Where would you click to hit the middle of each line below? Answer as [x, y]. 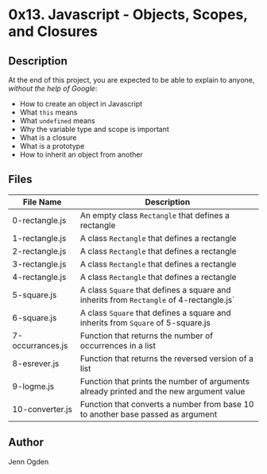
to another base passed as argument [149, 414]
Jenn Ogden [29, 461]
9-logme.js [33, 386]
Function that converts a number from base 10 [167, 404]
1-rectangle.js [39, 238]
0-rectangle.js [39, 220]
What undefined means [57, 120]
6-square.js [35, 317]
